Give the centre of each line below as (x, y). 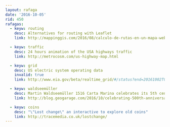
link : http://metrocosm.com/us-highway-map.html (67, 56)
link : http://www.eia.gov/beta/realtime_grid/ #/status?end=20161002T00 (91, 80)
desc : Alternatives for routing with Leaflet (63, 33)
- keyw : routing (27, 29)
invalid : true (29, 75)
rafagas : (14, 24)
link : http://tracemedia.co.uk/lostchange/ (61, 116)
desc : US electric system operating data (58, 70)
